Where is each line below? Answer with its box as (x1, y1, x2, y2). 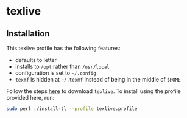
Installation (6, 29, 50, 39)
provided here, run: (6, 94, 55, 101)
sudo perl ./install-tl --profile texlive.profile (6, 106, 138, 112)
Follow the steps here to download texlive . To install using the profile (6, 88, 181, 95)
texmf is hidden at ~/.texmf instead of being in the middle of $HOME (15, 76, 181, 83)
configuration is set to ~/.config (15, 69, 96, 77)
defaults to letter (15, 57, 57, 63)
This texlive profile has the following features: (6, 44, 121, 52)
